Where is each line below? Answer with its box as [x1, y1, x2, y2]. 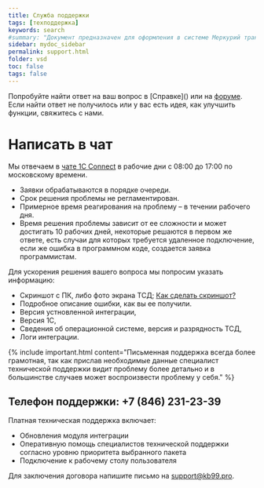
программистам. [19, 252, 77, 261]
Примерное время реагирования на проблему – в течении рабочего [19, 202, 251, 211]
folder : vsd [8, 56, 47, 64]
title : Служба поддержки [8, 11, 90, 20]
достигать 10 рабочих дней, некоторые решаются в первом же [19, 227, 233, 236]
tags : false [8, 70, 47, 78]
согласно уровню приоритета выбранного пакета [19, 448, 187, 457]
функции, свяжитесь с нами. [8, 107, 104, 118]
